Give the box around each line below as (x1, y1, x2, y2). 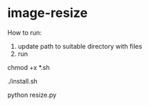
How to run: (7, 28, 42, 37)
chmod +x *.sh (7, 63, 50, 71)
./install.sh (7, 76, 38, 86)
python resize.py (7, 90, 57, 99)
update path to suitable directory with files (17, 42, 143, 50)
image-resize (7, 5, 88, 21)
